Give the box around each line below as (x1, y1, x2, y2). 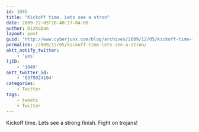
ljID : (6, 58, 20, 64)
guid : (6, 36, 20, 42)
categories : (6, 81, 36, 87)
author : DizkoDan (6, 25, 49, 32)
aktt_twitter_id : (6, 70, 49, 76)
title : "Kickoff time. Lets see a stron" (6, 14, 110, 20)
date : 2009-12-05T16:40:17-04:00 (6, 20, 89, 26)
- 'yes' (17, 53, 36, 59)
